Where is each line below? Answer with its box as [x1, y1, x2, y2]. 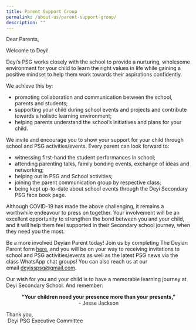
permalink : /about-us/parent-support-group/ [6, 14, 117, 20]
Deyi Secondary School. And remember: [6, 282, 104, 289]
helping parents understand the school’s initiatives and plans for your [14, 119, 182, 126]
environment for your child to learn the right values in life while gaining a [6, 65, 181, 72]
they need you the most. [6, 228, 65, 235]
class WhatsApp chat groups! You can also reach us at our [6, 258, 148, 265]
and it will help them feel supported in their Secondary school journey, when [6, 222, 191, 229]
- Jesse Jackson [78, 299, 119, 306]
